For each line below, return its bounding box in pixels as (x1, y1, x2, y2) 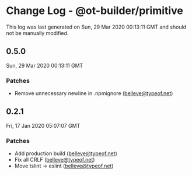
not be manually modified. (6, 29, 69, 36)
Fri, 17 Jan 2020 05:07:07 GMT (6, 122, 81, 129)
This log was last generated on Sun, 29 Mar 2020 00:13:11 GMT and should (6, 23, 187, 30)
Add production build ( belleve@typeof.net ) (14, 150, 118, 157)
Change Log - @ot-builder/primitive (6, 4, 184, 17)
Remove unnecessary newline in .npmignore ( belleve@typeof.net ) (14, 90, 173, 97)
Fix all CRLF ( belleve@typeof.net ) (14, 156, 95, 163)
